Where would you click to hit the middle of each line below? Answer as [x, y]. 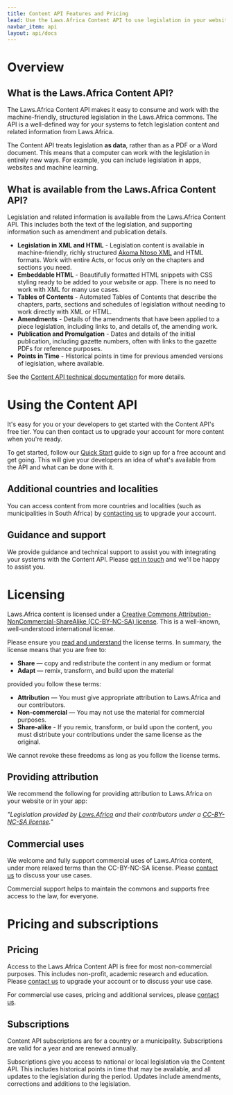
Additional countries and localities [83, 489]
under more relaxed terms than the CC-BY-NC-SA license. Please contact [113, 868]
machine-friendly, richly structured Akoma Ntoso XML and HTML [110, 253]
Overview [36, 67]
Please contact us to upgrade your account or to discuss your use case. [110, 982]
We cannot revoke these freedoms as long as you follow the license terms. [114, 755]
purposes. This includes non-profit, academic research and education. [108, 974]
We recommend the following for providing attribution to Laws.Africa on [110, 794]
